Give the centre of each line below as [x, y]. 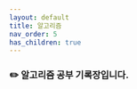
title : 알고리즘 [36, 26]
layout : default [39, 17]
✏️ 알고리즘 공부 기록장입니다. [69, 75]
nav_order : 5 [33, 34]
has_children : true [45, 42]
